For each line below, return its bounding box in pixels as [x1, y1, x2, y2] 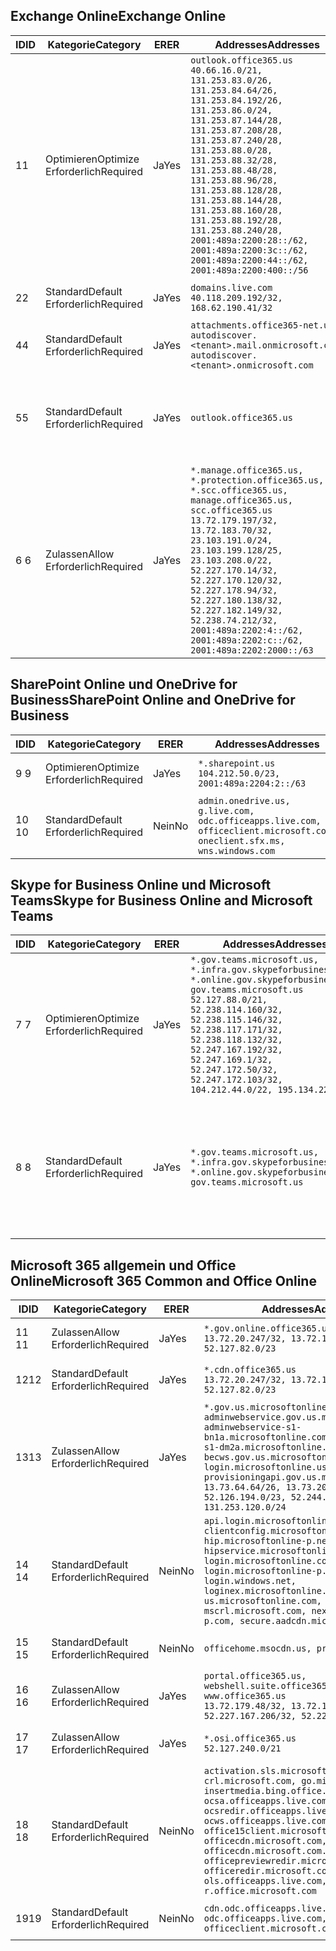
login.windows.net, [203, 1575, 297, 1587]
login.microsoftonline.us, [203, 1462, 333, 1473]
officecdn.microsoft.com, [203, 1835, 328, 1847]
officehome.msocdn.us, [203, 1643, 312, 1654]
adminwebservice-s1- [203, 1422, 302, 1433]
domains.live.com [190, 282, 273, 293]
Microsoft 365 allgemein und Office [10, 1257, 237, 1274]
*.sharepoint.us [198, 757, 276, 769]
